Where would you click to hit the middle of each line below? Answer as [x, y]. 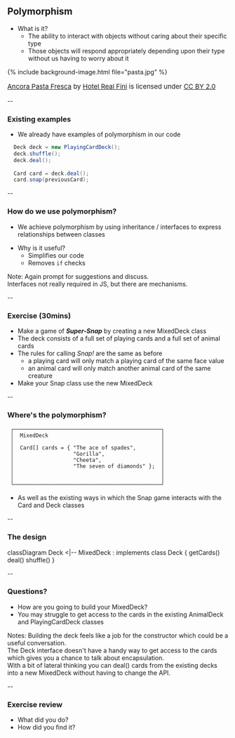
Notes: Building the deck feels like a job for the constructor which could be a [118, 635]
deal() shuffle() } [31, 560]
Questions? [27, 591]
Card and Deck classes [51, 506]
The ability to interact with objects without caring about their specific [127, 36]
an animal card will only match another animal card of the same [119, 368]
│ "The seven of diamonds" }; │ [87, 466]
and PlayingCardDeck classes [60, 621]
